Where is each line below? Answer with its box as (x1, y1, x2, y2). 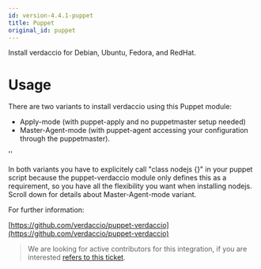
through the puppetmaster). (19, 134, 111, 143)
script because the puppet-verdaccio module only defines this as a (8, 173, 227, 183)
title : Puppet (8, 19, 55, 27)
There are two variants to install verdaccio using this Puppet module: (8, 102, 232, 112)
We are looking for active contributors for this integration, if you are (27, 244, 248, 254)
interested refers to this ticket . (27, 252, 126, 262)
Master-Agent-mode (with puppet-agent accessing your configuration (19, 126, 249, 135)
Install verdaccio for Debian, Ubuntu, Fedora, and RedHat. (8, 48, 196, 58)
